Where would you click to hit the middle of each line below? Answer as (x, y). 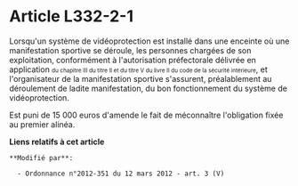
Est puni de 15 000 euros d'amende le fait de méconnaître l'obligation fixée (146, 115)
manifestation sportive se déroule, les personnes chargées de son (130, 50)
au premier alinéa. (42, 124)
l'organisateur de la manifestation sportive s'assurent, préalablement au (141, 78)
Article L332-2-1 (71, 16)
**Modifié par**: (41, 158)
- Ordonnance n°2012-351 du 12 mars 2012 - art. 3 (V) (121, 174)
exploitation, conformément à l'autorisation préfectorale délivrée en (133, 60)
